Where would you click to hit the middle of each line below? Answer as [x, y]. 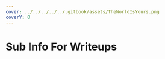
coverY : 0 [18, 17]
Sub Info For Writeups [61, 47]
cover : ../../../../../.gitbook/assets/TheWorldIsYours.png [83, 12]
